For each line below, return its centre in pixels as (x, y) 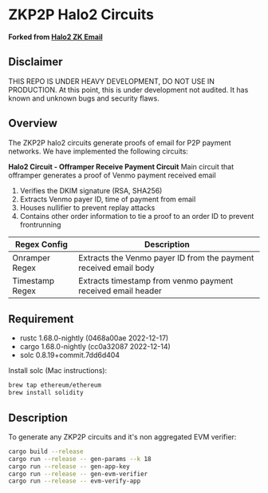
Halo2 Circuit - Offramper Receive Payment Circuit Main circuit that (121, 166)
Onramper (31, 257)
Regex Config (41, 244)
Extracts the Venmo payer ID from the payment (166, 257)
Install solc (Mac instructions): (58, 371)
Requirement (41, 318)
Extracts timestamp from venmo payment (156, 280)
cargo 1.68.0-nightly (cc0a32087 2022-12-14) (95, 347)
